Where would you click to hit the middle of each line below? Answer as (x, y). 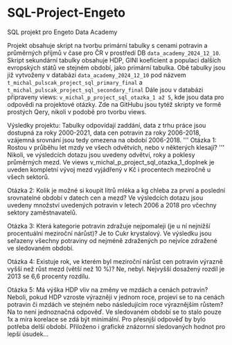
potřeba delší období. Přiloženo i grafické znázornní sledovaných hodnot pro (116, 326)
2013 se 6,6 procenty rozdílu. (49, 276)
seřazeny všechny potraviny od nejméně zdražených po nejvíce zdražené (113, 240)
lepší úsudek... (28, 334)
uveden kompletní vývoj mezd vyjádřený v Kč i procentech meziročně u (109, 169)
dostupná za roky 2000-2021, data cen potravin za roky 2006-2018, (104, 133)
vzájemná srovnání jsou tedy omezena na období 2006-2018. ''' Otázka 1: (112, 140)
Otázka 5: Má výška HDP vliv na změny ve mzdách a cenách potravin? (108, 289)
